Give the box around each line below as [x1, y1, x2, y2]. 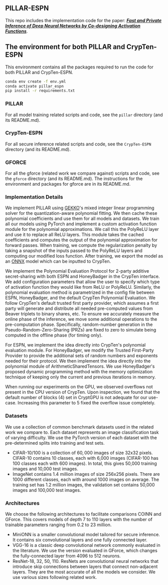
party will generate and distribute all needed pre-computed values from [5, 305, 153, 311]
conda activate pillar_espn [5, 83, 64, 89]
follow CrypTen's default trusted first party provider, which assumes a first [5, 300, 159, 306]
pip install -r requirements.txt [5, 88, 75, 94]
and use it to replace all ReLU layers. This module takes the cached [5, 231, 144, 238]
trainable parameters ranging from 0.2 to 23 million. [5, 522, 112, 528]
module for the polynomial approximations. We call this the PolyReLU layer [5, 226, 159, 232]
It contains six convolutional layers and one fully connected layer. [12, 537, 148, 543]
